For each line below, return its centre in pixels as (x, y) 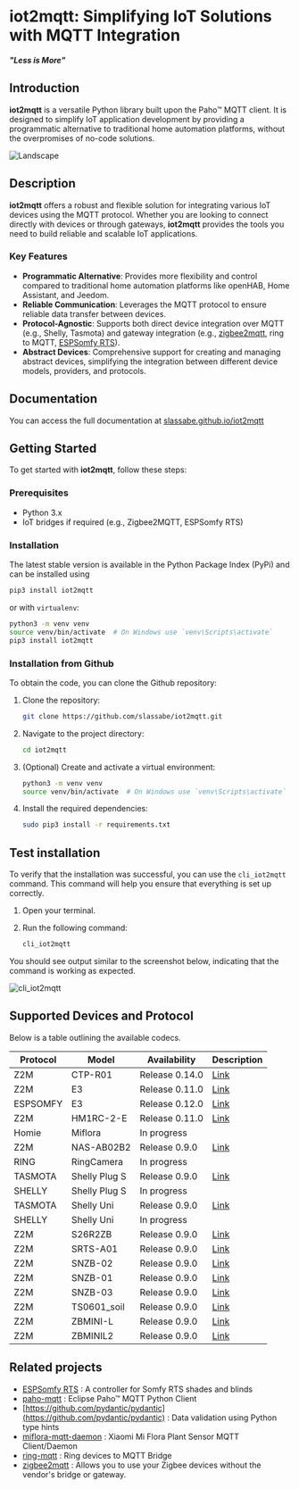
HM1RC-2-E (99, 1118)
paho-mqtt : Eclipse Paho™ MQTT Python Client (109, 1398)
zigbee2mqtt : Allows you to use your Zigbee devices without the (141, 1465)
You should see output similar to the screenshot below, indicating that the (144, 961)
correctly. (27, 894)
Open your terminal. (59, 911)
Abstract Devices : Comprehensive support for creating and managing (151, 352)
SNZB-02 (92, 1263)
